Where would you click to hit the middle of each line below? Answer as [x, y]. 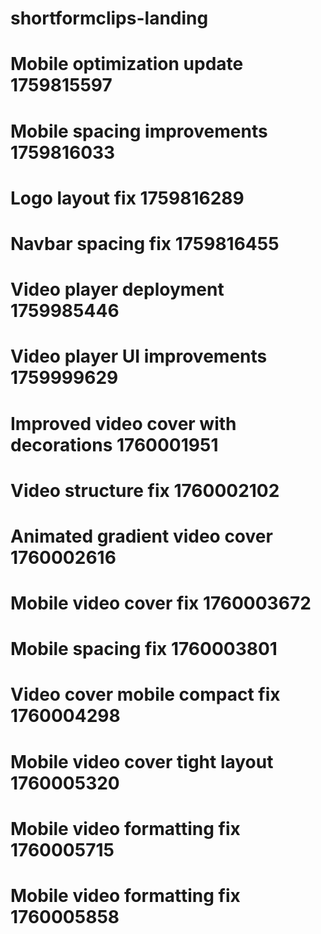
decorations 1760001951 [114, 444]
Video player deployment [117, 289]
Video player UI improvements [139, 356]
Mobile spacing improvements [139, 131]
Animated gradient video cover [141, 536]
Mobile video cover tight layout [142, 761]
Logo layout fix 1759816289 [127, 198]
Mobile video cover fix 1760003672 [161, 603]
